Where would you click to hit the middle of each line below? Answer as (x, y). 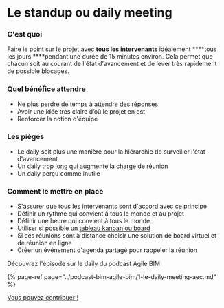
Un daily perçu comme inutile (58, 174)
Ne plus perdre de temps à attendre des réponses (88, 104)
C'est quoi (25, 34)
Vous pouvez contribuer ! (43, 298)
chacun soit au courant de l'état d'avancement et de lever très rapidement (112, 64)
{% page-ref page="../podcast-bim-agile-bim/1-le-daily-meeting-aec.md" (112, 277)
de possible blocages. (38, 71)
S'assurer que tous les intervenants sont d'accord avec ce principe (112, 206)
